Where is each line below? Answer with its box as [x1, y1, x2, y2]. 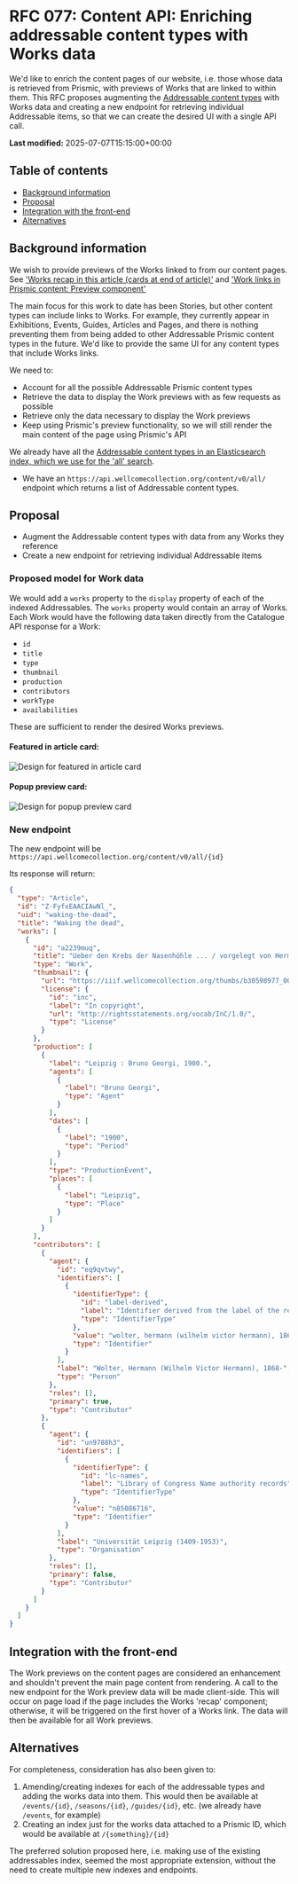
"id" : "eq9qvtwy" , [56, 1265, 125, 1274]
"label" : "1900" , [65, 1133, 129, 1142]
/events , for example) [21, 1809, 101, 1820]
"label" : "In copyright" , [48, 1001, 145, 1010]
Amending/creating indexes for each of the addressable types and [21, 1781, 265, 1792]
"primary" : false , [48, 1570, 117, 1579]
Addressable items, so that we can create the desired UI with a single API [9, 111, 277, 122]
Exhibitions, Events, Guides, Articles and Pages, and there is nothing [9, 319, 259, 330]
